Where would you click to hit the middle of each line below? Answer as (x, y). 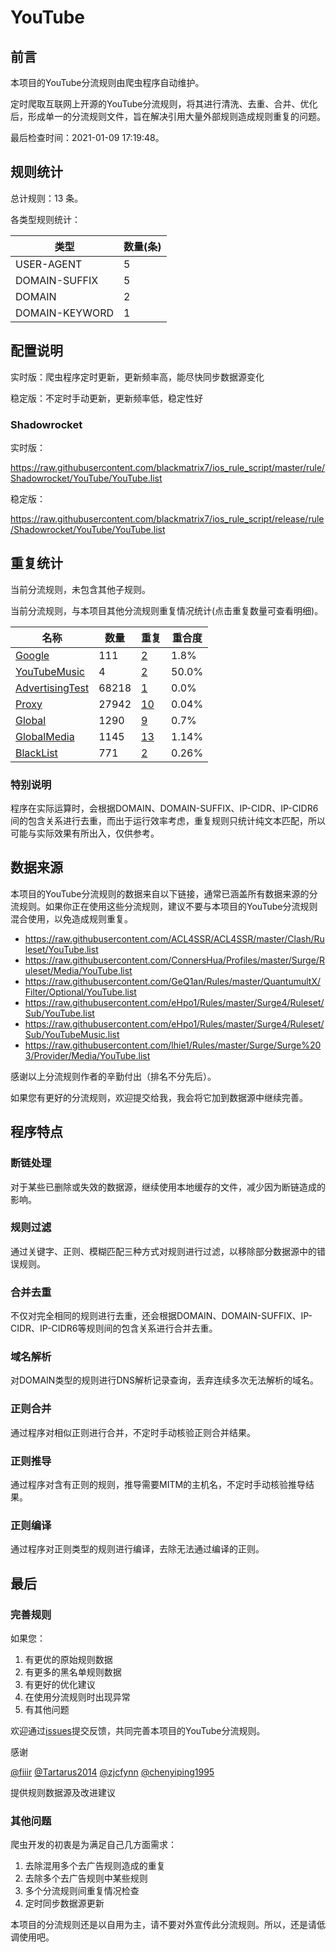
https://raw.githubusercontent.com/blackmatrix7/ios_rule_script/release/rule (167, 518)
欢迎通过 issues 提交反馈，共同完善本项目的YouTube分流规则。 (138, 1730)
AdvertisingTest (52, 688)
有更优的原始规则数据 (68, 1659)
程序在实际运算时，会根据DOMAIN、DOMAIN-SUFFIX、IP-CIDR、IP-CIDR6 (164, 808)
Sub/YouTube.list (59, 1013)
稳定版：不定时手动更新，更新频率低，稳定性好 (106, 398)
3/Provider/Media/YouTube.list (87, 1055)
